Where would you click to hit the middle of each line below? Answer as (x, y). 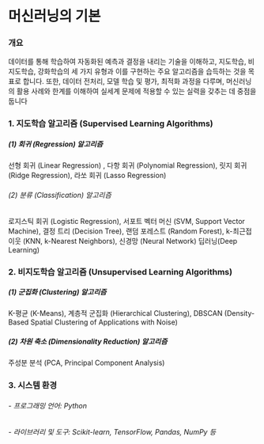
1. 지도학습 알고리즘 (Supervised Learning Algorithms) (111, 123)
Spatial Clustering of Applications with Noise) (104, 322)
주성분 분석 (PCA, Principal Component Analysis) (87, 363)
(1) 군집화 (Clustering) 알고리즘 (57, 292)
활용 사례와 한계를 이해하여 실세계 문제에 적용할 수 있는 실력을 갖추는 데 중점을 (136, 91)
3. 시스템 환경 (33, 385)
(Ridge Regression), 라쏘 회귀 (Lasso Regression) (87, 176)
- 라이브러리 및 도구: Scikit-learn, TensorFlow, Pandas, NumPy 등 (112, 431)
